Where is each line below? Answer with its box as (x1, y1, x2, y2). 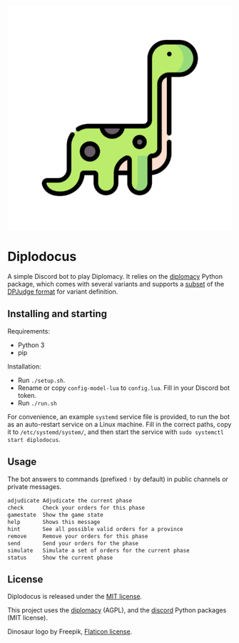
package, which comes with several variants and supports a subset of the (7, 279, 225, 288)
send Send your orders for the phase (7, 540, 139, 547)
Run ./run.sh (17, 398, 57, 407)
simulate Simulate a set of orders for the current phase (7, 547, 190, 554)
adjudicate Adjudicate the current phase (7, 497, 133, 504)
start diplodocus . (7, 435, 61, 443)
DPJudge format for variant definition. (7, 287, 118, 296)
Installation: (7, 362, 41, 371)
